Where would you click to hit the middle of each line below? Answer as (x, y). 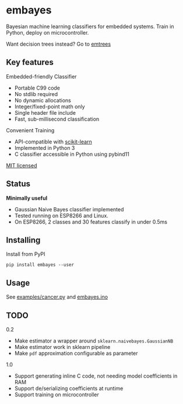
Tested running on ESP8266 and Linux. (61, 215)
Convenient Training (30, 130)
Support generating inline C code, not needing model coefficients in (96, 376)
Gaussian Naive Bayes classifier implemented (69, 209)
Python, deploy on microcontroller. (47, 32)
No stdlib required (36, 94)
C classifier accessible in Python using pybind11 (72, 154)
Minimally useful (27, 198)
